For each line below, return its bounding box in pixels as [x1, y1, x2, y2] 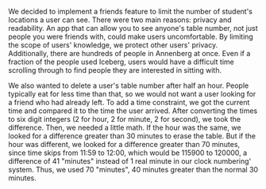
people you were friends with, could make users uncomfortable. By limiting [8, 32, 254, 41]
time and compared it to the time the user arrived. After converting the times [8, 106, 258, 115]
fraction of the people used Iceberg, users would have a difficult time [8, 57, 234, 66]
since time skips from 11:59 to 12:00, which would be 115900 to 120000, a [8, 148, 248, 157]
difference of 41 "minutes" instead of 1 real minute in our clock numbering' [8, 157, 252, 165]
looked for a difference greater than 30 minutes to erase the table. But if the [8, 131, 256, 141]
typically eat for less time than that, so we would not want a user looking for [8, 89, 256, 98]
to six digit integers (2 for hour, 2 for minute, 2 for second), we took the [8, 115, 241, 123]
